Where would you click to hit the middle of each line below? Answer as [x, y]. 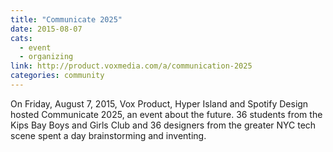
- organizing [46, 57]
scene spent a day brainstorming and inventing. [108, 135]
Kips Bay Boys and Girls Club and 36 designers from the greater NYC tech [163, 125]
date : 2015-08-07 [46, 29]
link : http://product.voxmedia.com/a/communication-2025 [131, 66]
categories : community [57, 76]
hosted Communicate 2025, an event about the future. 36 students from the [166, 114]
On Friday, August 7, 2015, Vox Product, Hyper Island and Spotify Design [159, 103]
